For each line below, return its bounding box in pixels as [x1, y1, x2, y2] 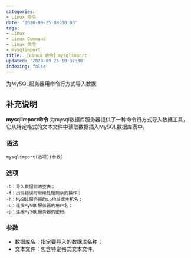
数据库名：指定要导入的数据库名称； [14, 238, 103, 245]
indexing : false [6, 63, 46, 70]
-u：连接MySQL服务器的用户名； [6, 203, 73, 209]
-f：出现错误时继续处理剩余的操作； [6, 190, 82, 196]
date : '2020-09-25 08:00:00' [6, 19, 78, 25]
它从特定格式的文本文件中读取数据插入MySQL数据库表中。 [6, 123, 149, 130]
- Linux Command [6, 36, 46, 42]
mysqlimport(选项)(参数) [6, 154, 64, 160]
